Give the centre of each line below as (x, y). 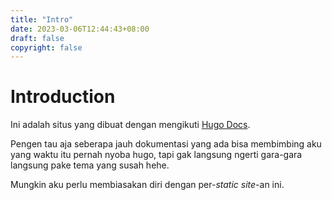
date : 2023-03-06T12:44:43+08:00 (80, 29)
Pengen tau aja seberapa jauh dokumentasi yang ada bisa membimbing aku (166, 144)
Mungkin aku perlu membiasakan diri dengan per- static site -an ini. (147, 185)
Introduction (63, 97)
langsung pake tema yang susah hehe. (90, 165)
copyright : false (46, 47)
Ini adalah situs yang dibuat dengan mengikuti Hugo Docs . (130, 125)
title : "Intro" (42, 19)
